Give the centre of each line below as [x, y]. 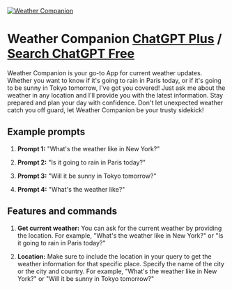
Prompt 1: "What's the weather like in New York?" [88, 148]
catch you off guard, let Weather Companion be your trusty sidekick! [106, 110]
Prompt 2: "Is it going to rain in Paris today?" [82, 162]
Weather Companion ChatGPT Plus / [115, 39]
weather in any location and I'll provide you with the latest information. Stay [115, 95]
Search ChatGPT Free [71, 54]
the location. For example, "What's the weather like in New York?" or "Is [120, 235]
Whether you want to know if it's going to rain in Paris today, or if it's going [114, 80]
